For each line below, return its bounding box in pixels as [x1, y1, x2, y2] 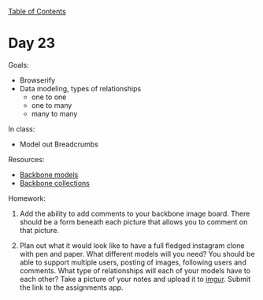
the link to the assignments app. [19, 283, 124, 292]
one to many [31, 100, 72, 109]
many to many [31, 109, 78, 118]
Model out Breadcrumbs [19, 139, 98, 149]
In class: [8, 124, 35, 133]
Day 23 [8, 35, 56, 52]
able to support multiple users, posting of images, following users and [19, 257, 246, 267]
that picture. [19, 225, 60, 235]
